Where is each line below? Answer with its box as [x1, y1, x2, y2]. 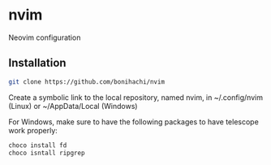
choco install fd [8, 141, 67, 150]
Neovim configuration [8, 33, 81, 42]
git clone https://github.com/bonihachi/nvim [8, 77, 165, 86]
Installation [8, 56, 67, 70]
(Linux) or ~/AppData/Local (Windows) [8, 101, 138, 111]
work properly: [8, 125, 58, 135]
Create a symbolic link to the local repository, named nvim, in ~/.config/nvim [8, 92, 264, 102]
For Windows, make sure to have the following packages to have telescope [8, 116, 260, 127]
